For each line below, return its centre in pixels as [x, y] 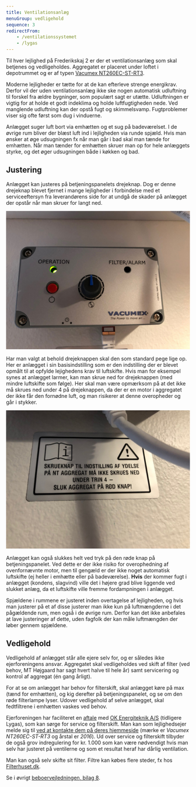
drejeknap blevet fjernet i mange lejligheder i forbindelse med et [83, 190]
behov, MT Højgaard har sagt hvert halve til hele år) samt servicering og [92, 670]
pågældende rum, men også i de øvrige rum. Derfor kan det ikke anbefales [96, 613]
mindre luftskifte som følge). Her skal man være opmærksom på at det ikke [96, 383]
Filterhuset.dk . [23, 766]
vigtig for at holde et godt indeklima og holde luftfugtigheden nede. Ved [92, 103]
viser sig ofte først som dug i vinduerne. [54, 115]
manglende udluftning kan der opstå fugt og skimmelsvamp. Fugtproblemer [97, 109]
